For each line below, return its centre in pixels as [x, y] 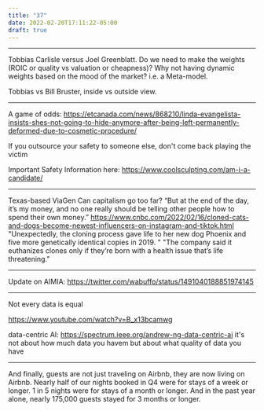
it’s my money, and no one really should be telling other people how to [121, 209]
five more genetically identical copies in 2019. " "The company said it [120, 242]
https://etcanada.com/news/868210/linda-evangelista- [152, 114]
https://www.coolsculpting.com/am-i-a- [186, 170]
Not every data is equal [46, 304]
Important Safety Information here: [64, 170]
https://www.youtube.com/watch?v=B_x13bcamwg [90, 320]
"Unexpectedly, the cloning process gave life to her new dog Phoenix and [127, 234]
